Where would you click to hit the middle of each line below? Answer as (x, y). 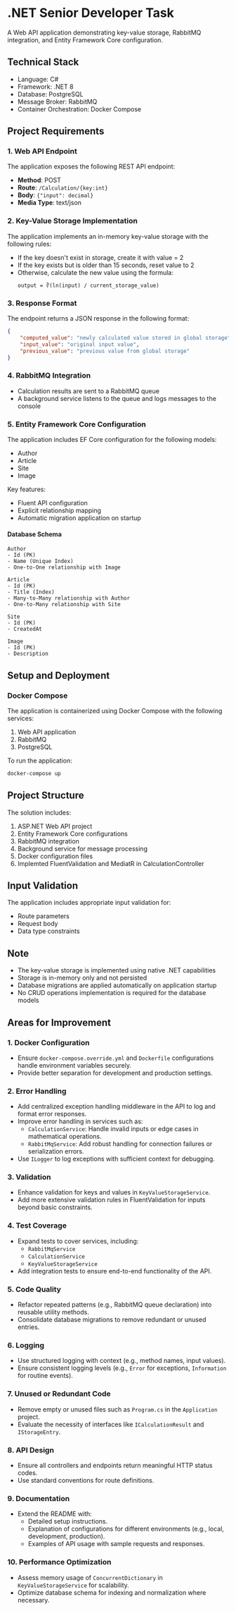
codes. (27, 1473)
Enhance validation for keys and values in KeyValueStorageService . (114, 1192)
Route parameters (44, 916)
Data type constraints (48, 931)
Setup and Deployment (59, 675)
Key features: (26, 489)
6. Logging (26, 1345)
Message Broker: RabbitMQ (57, 101)
